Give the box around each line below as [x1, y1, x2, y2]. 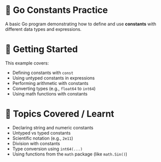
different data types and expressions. [5, 26, 82, 32]
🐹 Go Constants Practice [5, 4, 108, 16]
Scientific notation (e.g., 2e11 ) [12, 135, 74, 141]
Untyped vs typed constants [12, 130, 71, 136]
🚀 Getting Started [5, 44, 78, 55]
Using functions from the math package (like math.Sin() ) [12, 151, 128, 157]
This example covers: [5, 60, 49, 66]
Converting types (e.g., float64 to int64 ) [12, 85, 96, 91]
